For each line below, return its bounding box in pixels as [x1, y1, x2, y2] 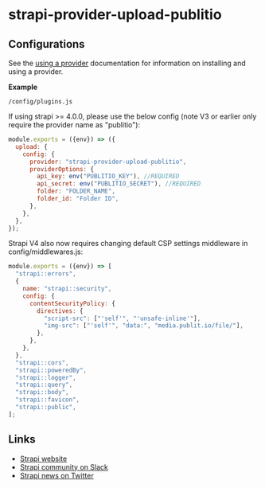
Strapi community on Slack [19, 462, 109, 471]
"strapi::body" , [15, 388, 69, 396]
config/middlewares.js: [8, 247, 84, 256]
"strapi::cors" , [15, 358, 69, 367]
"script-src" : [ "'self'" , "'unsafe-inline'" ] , [43, 314, 201, 322]
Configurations [8, 37, 85, 51]
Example [8, 82, 38, 92]
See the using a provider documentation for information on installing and [8, 58, 247, 68]
